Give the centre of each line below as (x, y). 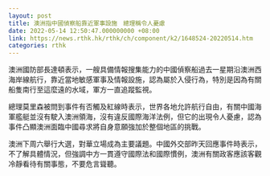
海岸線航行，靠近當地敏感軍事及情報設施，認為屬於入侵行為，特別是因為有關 (135, 80)
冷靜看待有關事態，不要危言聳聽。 (65, 164)
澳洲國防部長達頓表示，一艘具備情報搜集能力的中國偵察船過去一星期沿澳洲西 (135, 70)
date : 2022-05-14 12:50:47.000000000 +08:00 (84, 31)
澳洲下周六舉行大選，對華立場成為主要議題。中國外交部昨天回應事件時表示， (135, 144)
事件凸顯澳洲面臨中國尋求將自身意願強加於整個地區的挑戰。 (107, 127)
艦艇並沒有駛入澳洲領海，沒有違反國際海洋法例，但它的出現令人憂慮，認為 (138, 117)
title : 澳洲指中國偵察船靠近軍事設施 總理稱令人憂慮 (87, 23)
